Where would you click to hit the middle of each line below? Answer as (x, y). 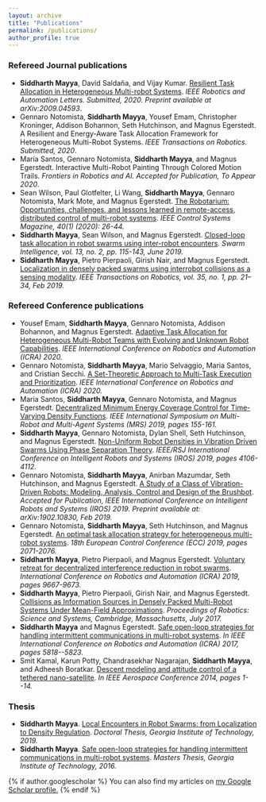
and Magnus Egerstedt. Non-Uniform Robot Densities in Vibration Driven (139, 441)
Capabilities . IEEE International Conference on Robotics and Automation (138, 348)
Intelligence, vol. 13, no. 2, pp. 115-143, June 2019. (102, 252)
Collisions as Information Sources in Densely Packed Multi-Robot (126, 601)
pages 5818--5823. (51, 652)
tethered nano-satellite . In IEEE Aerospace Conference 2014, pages (130, 677)
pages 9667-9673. (50, 584)
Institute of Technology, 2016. (68, 766)
